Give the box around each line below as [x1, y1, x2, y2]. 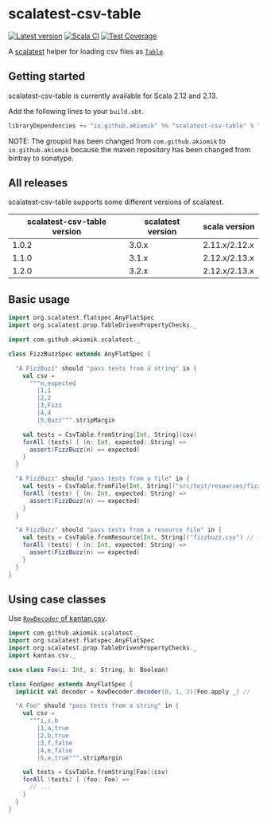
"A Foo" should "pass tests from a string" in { [15, 702, 180, 710]
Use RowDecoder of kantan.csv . [8, 614, 107, 623]
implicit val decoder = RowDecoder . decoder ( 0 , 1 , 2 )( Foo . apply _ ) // [15, 687, 251, 696]
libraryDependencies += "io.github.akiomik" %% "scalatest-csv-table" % [8, 121, 254, 130]
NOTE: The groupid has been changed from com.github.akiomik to [8, 136, 226, 146]
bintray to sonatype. [8, 153, 74, 163]
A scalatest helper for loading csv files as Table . [8, 46, 165, 56]
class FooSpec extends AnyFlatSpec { [8, 680, 133, 688]
